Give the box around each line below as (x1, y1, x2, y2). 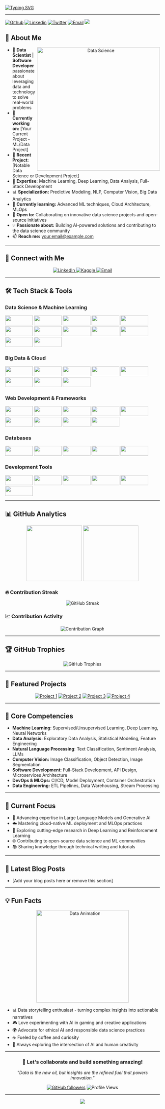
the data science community (12, 228, 70, 234)
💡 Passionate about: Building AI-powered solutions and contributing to (12, 222, 156, 228)
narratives (12, 1014, 33, 1020)
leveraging (12, 78, 34, 84)
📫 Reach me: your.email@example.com (12, 233, 94, 239)
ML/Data (12, 141, 30, 147)
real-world (12, 99, 33, 105)
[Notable (12, 162, 30, 168)
